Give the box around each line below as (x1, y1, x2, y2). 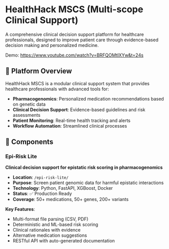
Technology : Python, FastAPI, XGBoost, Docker (12, 185, 113, 191)
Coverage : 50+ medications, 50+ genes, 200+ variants (12, 196, 129, 203)
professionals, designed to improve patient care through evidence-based (5, 37, 159, 43)
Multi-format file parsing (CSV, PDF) (12, 216, 89, 222)
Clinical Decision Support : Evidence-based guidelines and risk (12, 106, 146, 113)
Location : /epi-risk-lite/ (12, 175, 69, 181)
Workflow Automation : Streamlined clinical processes (12, 122, 127, 129)
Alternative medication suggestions (12, 232, 88, 238)
